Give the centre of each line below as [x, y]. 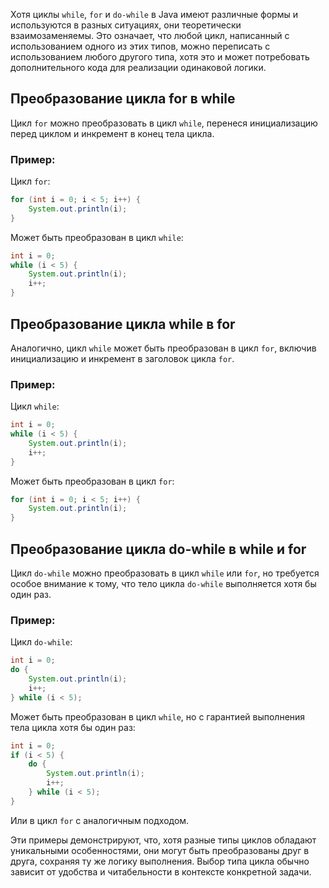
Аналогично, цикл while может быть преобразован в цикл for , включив [163, 348]
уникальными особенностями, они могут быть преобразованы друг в [160, 850]
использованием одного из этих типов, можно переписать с [140, 46]
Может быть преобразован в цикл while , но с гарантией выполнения [158, 716]
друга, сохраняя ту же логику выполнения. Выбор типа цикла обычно [160, 861]
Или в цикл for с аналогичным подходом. [100, 820]
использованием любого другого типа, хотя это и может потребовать [160, 57]
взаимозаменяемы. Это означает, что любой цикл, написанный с [150, 35]
